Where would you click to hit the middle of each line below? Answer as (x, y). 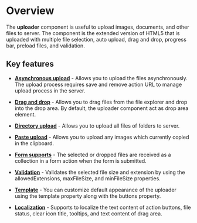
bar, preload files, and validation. (45, 46)
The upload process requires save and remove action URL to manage (98, 84)
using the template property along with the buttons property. (88, 196)
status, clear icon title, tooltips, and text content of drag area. (88, 213)
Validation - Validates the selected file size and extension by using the (100, 172)
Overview (30, 11)
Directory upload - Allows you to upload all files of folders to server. (97, 126)
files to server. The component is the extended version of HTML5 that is (93, 33)
